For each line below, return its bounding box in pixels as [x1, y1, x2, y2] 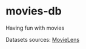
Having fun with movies [5, 24, 65, 31]
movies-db [5, 4, 62, 18]
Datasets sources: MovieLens [5, 36, 80, 43]
